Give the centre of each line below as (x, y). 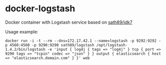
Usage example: (22, 32)
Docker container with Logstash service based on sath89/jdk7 (69, 22)
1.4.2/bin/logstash (25, 49)
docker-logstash (40, 9)
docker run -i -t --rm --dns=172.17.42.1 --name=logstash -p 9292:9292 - (83, 41)
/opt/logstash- (112, 45)
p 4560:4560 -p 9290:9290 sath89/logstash (50, 45)
